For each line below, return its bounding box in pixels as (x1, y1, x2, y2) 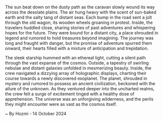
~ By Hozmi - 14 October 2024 (5, 111, 67, 116)
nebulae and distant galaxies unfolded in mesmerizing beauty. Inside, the (5, 65, 152, 71)
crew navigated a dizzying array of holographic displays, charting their (5, 70, 147, 76)
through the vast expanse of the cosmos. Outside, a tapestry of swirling (5, 60, 149, 66)
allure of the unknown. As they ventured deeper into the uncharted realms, (5, 86, 155, 91)
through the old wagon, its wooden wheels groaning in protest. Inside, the (5, 19, 153, 25)
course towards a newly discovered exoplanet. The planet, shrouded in (5, 75, 147, 81)
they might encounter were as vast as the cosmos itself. (5, 102, 117, 107)
